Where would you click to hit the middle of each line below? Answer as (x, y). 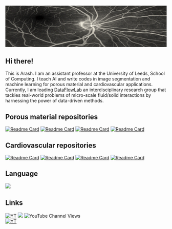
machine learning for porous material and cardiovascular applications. (79, 85)
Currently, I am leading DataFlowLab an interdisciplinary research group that (86, 90)
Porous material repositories (52, 117)
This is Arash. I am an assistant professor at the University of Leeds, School (85, 74)
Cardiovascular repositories (51, 145)
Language (22, 174)
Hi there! (19, 61)
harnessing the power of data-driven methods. (55, 101)
